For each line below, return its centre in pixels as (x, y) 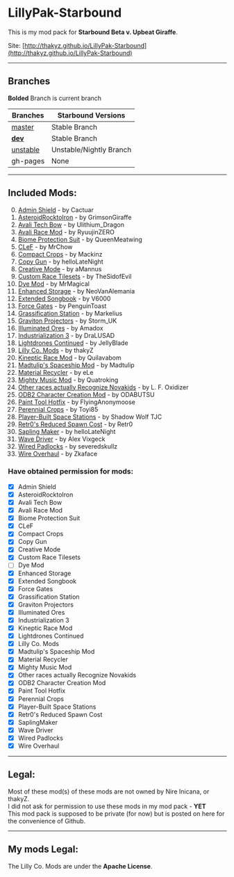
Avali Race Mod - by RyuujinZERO (66, 232)
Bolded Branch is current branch (55, 98)
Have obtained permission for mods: (71, 472)
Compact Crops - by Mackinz (60, 254)
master (23, 127)
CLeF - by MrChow (45, 247)
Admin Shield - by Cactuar (56, 209)
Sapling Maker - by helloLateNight (67, 431)
